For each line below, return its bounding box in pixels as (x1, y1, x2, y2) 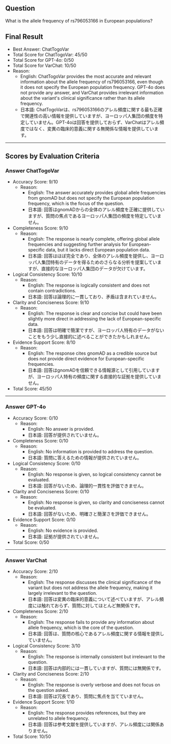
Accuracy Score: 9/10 (12, 179, 59, 185)
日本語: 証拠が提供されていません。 (27, 533, 102, 540)
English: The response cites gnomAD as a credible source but (27, 350, 158, 357)
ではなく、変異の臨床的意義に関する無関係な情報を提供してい (24, 125, 154, 132)
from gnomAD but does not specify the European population (27, 195, 155, 201)
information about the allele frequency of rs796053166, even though (20, 79, 164, 85)
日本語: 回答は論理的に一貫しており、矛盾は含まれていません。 (27, 294, 159, 300)
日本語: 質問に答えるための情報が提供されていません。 (27, 454, 142, 460)
